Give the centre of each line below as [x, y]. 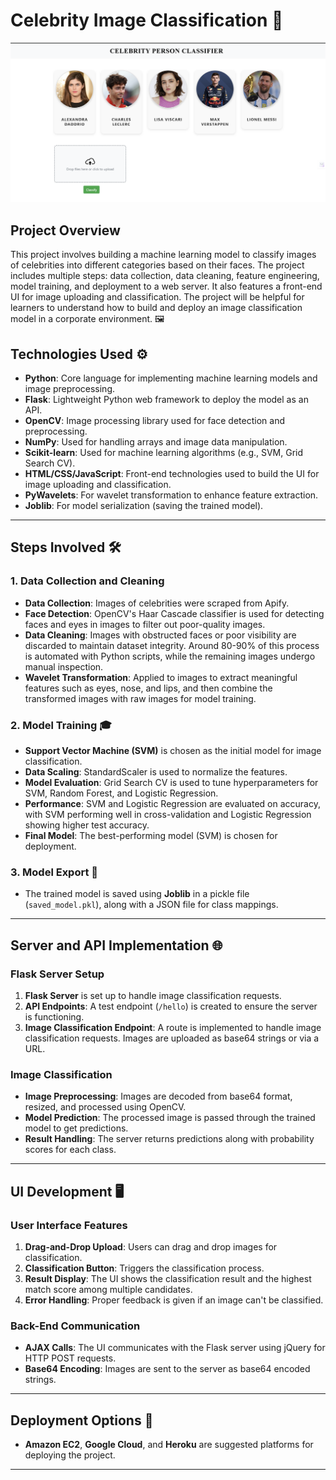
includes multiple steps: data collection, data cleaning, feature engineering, [165, 276]
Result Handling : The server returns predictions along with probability [169, 1139]
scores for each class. [70, 1150]
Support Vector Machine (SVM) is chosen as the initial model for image [173, 750]
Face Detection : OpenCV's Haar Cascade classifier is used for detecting [174, 613]
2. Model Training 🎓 [61, 725]
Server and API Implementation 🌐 [116, 945]
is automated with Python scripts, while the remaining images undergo [170, 656]
